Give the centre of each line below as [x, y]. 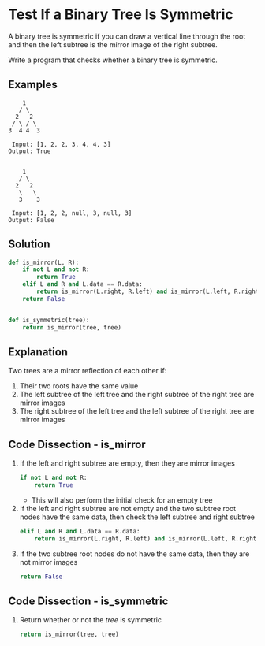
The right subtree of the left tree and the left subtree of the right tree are [137, 411]
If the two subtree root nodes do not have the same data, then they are [134, 554]
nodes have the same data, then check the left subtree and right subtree [137, 517]
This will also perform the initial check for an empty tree [122, 500]
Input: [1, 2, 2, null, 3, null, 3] [72, 213]
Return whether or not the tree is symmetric [90, 620]
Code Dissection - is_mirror [77, 444]
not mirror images [49, 562]
